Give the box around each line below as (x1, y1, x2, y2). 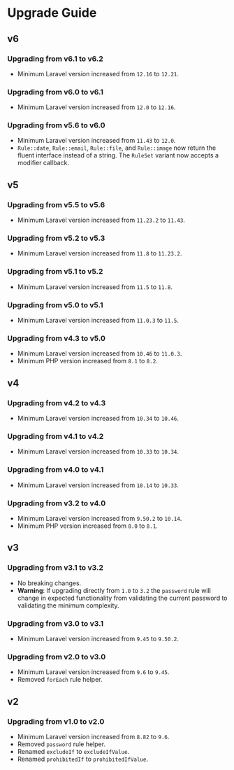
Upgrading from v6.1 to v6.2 (7, 54, 103, 64)
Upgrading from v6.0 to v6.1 (7, 87, 103, 97)
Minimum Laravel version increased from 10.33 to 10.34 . (17, 447, 180, 456)
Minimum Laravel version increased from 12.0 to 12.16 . (17, 103, 176, 111)
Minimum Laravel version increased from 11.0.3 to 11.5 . (17, 316, 180, 325)
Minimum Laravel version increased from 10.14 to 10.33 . (17, 481, 180, 489)
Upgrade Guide (7, 5, 97, 21)
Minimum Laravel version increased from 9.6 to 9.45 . (17, 668, 170, 676)
